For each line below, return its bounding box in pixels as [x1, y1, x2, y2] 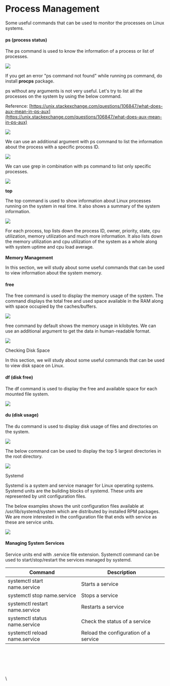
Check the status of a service [81, 618, 151, 625]
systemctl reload [8, 629, 48, 636]
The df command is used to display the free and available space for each [5, 385, 158, 391]
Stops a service [81, 592, 118, 599]
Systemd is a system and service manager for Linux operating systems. [5, 482, 154, 489]
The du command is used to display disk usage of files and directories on [5, 423, 158, 429]
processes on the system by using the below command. [5, 93, 122, 99]
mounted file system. [5, 391, 49, 397]
